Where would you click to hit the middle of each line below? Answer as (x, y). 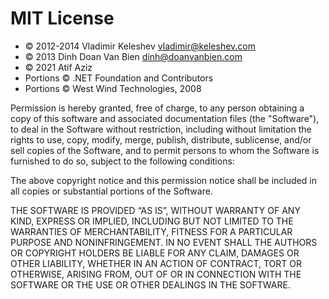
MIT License (62, 18)
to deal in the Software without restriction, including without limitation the (161, 129)
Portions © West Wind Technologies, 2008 (113, 88)
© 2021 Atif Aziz (58, 67)
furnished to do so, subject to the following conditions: (122, 161)
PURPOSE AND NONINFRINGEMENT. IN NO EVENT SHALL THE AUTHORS (164, 242)
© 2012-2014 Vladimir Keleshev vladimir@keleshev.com (140, 46)
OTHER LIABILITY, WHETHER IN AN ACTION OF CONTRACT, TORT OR (156, 263)
